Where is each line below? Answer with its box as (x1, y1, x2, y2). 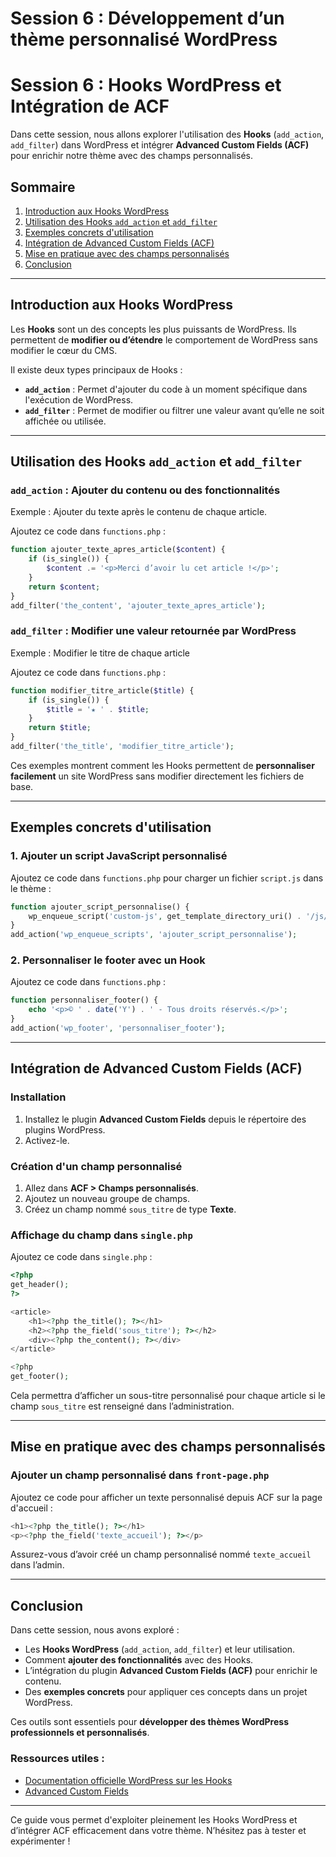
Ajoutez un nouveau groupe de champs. (24, 1192, 191, 1204)
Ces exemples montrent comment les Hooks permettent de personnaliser (10, 759, 315, 771)
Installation (10, 1090, 67, 1104)
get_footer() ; (10, 1372, 70, 1382)
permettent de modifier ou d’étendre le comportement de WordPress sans (10, 333, 318, 346)
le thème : (10, 882, 52, 894)
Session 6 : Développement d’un (10, 7, 285, 30)
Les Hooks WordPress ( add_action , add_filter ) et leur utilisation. (24, 1643, 296, 1656)
